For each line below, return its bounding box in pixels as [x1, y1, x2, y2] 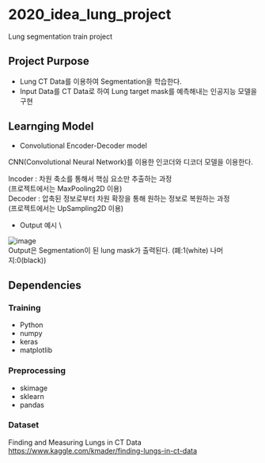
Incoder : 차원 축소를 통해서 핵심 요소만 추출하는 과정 [8, 174, 172, 183]
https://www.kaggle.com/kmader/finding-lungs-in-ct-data [8, 446, 198, 455]
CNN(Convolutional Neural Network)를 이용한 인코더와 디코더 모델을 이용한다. [8, 156, 253, 167]
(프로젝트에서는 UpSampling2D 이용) [8, 203, 124, 213]
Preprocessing [8, 365, 66, 376]
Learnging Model [8, 120, 94, 134]
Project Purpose [8, 55, 89, 68]
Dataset [8, 420, 40, 431]
